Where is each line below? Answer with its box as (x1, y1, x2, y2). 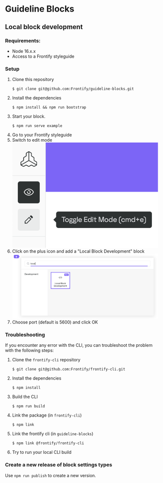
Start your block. (12, 113, 46, 119)
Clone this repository (12, 77, 54, 82)
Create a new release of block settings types (5, 462, 113, 468)
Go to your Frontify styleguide (12, 132, 72, 138)
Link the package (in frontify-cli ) (12, 412, 82, 418)
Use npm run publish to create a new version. (5, 472, 96, 478)
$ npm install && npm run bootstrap (12, 105, 86, 110)
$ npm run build (12, 404, 45, 409)
